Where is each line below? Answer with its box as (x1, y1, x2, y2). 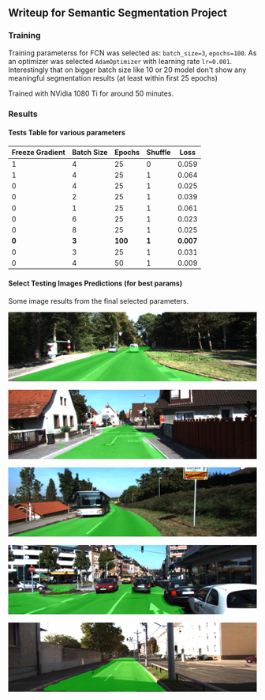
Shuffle (146, 148, 171, 157)
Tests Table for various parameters (8, 128, 126, 138)
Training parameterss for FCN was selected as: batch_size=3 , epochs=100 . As (8, 47, 257, 58)
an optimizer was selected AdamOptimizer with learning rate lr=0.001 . (8, 56, 233, 66)
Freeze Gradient (11, 148, 65, 157)
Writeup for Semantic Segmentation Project (8, 6, 227, 20)
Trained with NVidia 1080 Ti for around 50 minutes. (8, 89, 174, 98)
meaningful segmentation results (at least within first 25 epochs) (8, 73, 218, 82)
